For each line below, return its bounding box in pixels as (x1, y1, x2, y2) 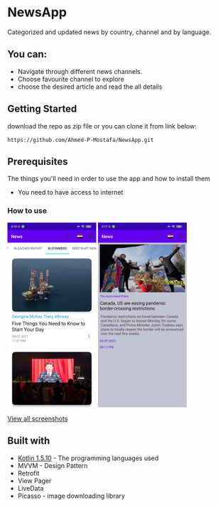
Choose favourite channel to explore (17, 75, 124, 83)
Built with (7, 435, 50, 447)
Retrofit (17, 469, 40, 477)
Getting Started (7, 103, 77, 115)
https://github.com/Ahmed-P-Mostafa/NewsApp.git (7, 136, 154, 143)
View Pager (17, 476, 52, 485)
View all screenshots (7, 414, 68, 422)
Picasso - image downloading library (17, 491, 126, 500)
